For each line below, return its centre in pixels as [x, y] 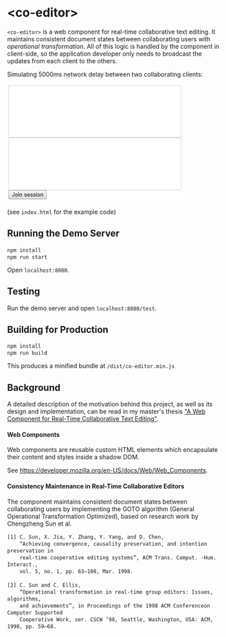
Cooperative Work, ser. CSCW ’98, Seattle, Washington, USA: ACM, [116, 619]
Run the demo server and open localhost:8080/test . [82, 308]
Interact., [23, 564]
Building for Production [58, 329]
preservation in [30, 551]
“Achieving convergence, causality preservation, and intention [113, 544]
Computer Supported [35, 613]
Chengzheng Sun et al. [39, 523]
